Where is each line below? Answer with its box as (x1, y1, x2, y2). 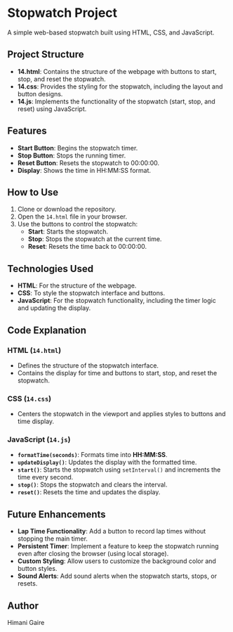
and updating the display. (17, 304, 91, 312)
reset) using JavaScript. (17, 104, 87, 113)
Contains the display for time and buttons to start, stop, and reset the (17, 368, 218, 377)
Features (7, 125, 47, 137)
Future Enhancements (7, 508, 107, 520)
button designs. (17, 89, 63, 98)
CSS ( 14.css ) (7, 394, 51, 404)
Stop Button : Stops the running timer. (17, 151, 126, 160)
